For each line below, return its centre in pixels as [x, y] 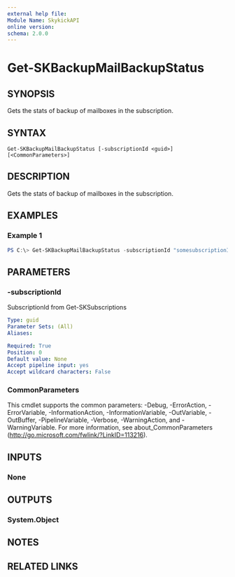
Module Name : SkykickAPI [43, 20]
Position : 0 [24, 352]
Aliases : [20, 333]
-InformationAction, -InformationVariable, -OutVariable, [128, 413]
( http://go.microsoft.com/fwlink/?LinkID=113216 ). [78, 435]
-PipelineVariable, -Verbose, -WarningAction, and [109, 420]
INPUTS [24, 457]
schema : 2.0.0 [28, 33]
